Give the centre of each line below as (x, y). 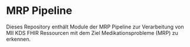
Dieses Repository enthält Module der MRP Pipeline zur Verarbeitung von (95, 27)
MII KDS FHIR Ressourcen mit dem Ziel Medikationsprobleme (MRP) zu (92, 32)
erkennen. (19, 39)
